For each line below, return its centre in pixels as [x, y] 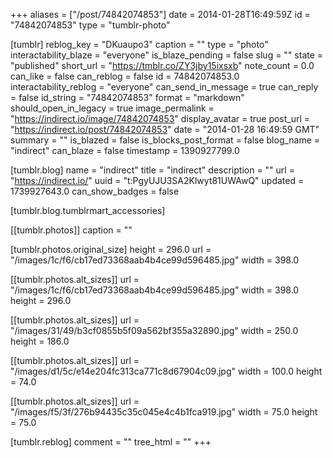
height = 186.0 [40, 341]
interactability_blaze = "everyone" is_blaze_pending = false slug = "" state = [167, 55]
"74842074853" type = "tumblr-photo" [90, 25]
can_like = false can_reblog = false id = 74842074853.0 [125, 76]
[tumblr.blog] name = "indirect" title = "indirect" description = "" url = [152, 170]
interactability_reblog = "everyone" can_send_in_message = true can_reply [164, 87]
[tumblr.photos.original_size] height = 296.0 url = [111, 249]
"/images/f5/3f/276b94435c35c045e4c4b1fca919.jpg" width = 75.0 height [164, 412]
